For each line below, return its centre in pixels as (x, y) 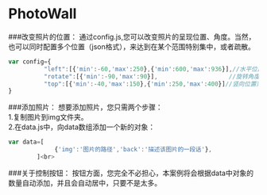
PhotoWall (43, 14)
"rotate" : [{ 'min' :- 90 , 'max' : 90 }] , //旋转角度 (151, 76)
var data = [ (26, 142)
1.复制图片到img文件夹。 (48, 117)
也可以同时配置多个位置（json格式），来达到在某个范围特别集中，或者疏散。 (132, 46)
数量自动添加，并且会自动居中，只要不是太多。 (85, 182)
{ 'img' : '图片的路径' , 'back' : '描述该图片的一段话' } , (133, 150)
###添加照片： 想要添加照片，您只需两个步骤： (85, 107)
